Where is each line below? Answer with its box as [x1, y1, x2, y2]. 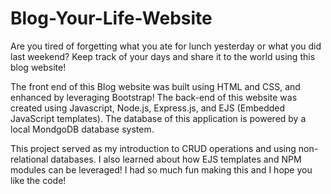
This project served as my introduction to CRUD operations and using [10, 142, 297, 154]
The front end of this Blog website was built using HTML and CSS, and [10, 80, 301, 92]
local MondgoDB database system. [10, 123, 155, 135]
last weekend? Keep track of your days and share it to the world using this [10, 50, 316, 62]
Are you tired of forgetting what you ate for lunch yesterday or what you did [10, 40, 322, 52]
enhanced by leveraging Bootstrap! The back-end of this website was [10, 91, 298, 103]
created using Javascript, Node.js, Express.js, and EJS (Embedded [10, 102, 286, 114]
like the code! [10, 174, 67, 186]
